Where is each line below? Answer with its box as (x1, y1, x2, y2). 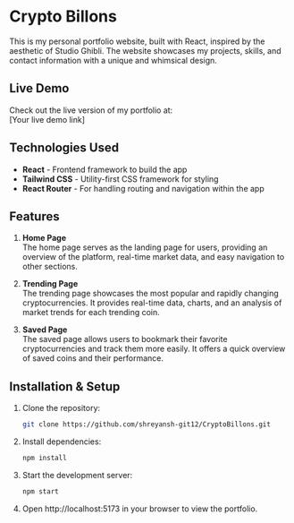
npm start (21, 486, 60, 496)
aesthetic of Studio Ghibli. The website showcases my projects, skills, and (9, 45, 281, 56)
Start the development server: (21, 469, 133, 480)
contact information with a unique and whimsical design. (9, 55, 217, 65)
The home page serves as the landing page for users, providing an (21, 242, 268, 253)
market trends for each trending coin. (21, 307, 161, 318)
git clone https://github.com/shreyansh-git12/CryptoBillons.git (21, 420, 271, 429)
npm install (21, 454, 67, 463)
